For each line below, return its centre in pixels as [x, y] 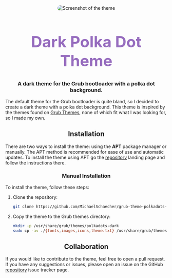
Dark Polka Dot [86, 42]
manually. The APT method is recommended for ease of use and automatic [85, 152]
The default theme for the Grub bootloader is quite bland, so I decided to [82, 101]
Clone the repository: [35, 197]
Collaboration [86, 246]
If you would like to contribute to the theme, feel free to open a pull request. [85, 259]
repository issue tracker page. [37, 270]
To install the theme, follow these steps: [47, 187]
